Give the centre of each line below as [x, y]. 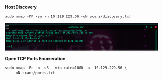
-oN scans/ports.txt [34, 73]
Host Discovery [21, 7]
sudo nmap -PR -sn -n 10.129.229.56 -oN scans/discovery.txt [68, 16]
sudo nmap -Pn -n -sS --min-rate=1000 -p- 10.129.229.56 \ [66, 68]
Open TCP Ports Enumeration [35, 59]
